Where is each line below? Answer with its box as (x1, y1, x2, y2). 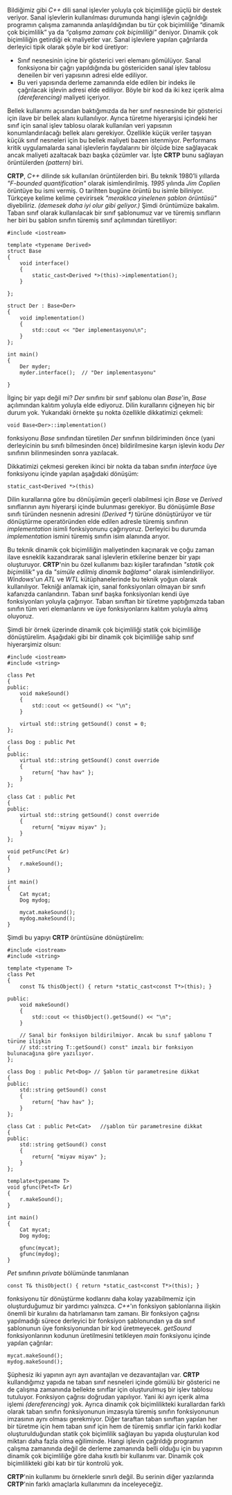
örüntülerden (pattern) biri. (7, 158, 84, 166)
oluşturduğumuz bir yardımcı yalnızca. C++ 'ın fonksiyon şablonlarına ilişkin (7, 1302, 221, 1310)
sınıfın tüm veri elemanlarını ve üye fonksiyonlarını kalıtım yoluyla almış (7, 604, 208, 613)
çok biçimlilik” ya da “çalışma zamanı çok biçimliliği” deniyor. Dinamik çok (7, 28, 218, 36)
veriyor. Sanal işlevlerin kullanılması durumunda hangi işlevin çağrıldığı (7, 13, 208, 22)
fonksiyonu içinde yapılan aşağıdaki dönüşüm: (7, 470, 139, 478)
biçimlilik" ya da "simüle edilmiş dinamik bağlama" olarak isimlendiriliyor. (7, 568, 215, 576)
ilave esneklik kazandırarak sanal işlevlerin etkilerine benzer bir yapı (7, 553, 201, 561)
